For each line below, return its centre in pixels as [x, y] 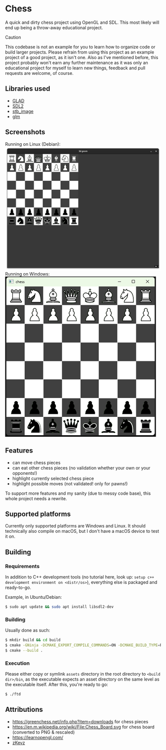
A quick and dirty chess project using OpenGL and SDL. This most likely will [82, 22]
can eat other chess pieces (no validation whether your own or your [81, 468]
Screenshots [25, 132]
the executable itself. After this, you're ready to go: [57, 685]
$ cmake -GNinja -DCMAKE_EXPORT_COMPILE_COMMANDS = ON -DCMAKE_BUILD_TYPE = [83, 645]
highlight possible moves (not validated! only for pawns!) [70, 483]
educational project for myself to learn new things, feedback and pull [75, 68]
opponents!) [25, 473]
